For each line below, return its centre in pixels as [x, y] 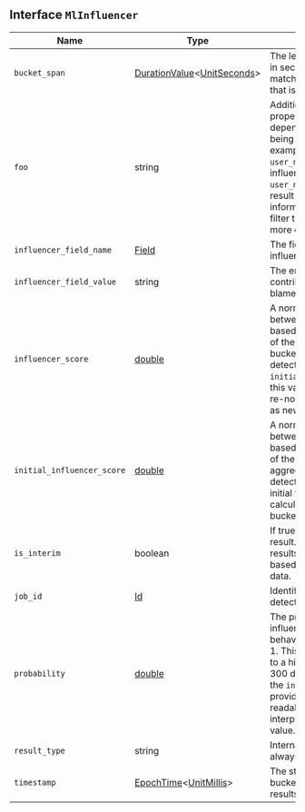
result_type [40, 750]
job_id [28, 596]
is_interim [37, 553]
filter [280, 218]
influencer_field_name [63, 250]
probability [40, 673]
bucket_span [40, 73]
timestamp [35, 782]
